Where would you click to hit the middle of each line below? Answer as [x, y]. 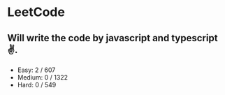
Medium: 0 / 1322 [43, 77]
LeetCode [36, 12]
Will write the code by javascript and [88, 38]
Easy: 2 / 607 [36, 70]
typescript [194, 38]
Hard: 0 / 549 [37, 85]
